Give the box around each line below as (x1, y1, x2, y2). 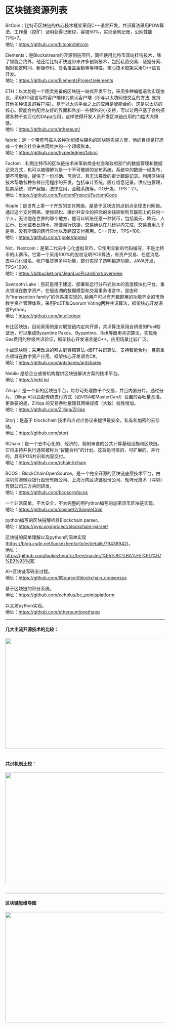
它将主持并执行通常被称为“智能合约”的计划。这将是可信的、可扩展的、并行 (5, 446, 160, 453)
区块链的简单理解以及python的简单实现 (5, 534, 87, 540)
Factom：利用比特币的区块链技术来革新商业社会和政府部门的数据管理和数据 (5, 160, 163, 166)
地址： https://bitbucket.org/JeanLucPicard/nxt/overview (5, 270, 123, 276)
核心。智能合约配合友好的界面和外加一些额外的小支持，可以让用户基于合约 (5, 107, 160, 113)
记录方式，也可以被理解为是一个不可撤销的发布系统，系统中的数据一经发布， (5, 167, 165, 173)
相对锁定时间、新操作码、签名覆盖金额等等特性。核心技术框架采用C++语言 (5, 64, 161, 71)
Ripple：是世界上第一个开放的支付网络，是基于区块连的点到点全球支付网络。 (5, 202, 165, 209)
